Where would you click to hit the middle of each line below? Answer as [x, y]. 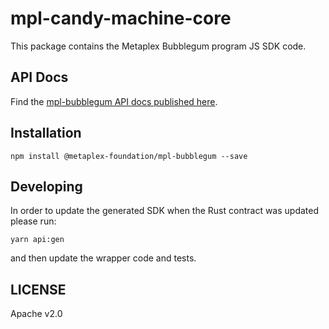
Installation [46, 133]
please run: [33, 221]
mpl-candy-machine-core [121, 18]
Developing [46, 186]
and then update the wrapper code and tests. [103, 258]
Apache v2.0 [36, 314]
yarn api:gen [37, 240]
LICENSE [38, 289]
